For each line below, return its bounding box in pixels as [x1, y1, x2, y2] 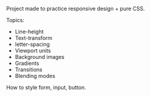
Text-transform [14, 35, 53, 41]
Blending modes [14, 73, 56, 79]
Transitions [14, 66, 43, 73]
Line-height [14, 28, 44, 35]
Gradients [14, 60, 40, 67]
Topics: [6, 17, 25, 23]
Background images [14, 54, 65, 60]
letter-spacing [14, 41, 50, 48]
